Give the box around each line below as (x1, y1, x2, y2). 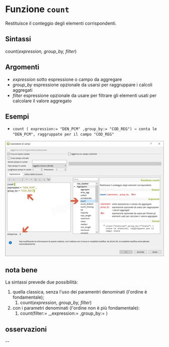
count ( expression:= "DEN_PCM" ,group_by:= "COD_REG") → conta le (12, 127, 157, 132)
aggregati (12, 87, 33, 93)
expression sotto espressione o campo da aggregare (12, 76, 122, 82)
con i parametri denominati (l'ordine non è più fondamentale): (12, 305, 140, 311)
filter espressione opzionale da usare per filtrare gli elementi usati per (12, 92, 157, 98)
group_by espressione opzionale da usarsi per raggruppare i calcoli (12, 82, 152, 88)
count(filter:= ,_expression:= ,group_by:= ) (20, 310, 108, 316)
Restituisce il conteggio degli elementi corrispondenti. (5, 20, 117, 26)
